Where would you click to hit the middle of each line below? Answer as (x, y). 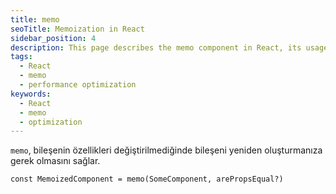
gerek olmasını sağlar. (55, 161)
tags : (21, 57)
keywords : (31, 94)
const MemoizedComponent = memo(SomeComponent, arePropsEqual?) (147, 179)
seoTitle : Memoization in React (77, 29)
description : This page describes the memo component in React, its (156, 47)
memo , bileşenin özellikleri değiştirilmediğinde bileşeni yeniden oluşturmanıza (166, 150)
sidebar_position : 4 (53, 38)
